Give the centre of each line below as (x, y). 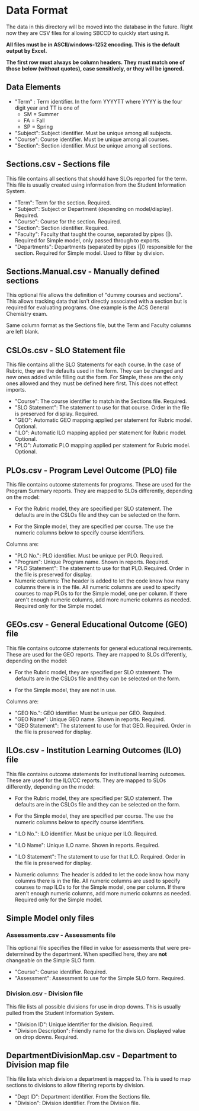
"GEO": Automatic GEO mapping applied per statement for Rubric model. (103, 420)
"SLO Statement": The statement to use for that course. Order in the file (102, 408)
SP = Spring (38, 127)
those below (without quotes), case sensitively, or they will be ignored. (95, 68)
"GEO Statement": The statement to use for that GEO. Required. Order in (103, 725)
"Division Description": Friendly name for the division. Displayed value (100, 1030)
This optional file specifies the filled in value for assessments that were (93, 948)
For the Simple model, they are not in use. (65, 690)
